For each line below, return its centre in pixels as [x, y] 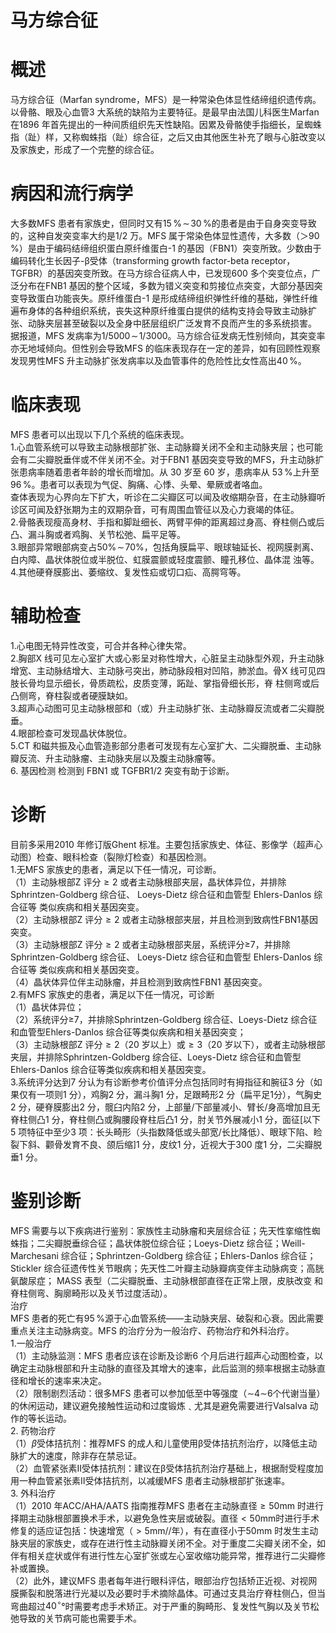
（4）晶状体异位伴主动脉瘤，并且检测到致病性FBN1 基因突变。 [139, 982]
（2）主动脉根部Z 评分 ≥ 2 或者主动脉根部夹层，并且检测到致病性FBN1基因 [164, 919]
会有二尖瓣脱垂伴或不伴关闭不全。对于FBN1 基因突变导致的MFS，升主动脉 [163, 459]
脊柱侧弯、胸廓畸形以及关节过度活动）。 [91, 1293]
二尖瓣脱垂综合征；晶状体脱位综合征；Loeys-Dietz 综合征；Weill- [171, 1243]
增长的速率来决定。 [67, 1380]
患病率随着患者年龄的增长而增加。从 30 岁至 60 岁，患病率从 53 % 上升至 [169, 472]
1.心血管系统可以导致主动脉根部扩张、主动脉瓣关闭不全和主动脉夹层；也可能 [166, 447]
